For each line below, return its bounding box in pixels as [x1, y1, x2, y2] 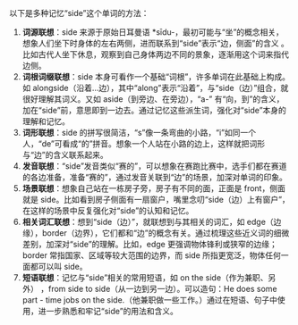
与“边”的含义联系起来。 [21, 150, 109, 160]
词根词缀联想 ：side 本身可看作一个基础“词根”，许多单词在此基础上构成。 [21, 71, 291, 82]
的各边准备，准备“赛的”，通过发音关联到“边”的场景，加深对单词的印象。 [21, 172, 288, 182]
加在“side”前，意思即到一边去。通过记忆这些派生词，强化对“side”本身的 [21, 105, 286, 115]
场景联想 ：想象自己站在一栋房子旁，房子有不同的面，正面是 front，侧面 [21, 183, 286, 194]
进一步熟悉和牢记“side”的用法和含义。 [38, 306, 179, 316]
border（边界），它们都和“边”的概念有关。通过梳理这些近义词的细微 [41, 228, 290, 238]
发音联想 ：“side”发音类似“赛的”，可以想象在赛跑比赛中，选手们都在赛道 [21, 161, 287, 171]
